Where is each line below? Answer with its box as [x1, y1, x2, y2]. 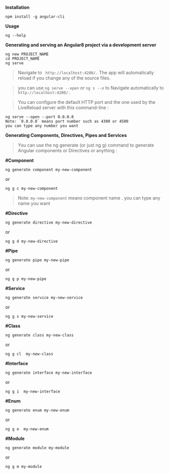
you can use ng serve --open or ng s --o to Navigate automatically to [17, 85, 164, 91]
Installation [5, 5, 30, 10]
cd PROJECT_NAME [5, 56, 40, 61]
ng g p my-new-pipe [5, 276, 47, 282]
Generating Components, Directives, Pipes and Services [5, 132, 127, 138]
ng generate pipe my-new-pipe [5, 258, 70, 263]
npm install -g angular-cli [5, 14, 65, 19]
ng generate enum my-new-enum [5, 408, 70, 413]
